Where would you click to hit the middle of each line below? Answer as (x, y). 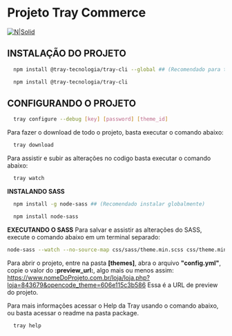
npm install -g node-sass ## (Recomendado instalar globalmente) (109, 204)
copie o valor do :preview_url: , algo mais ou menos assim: (90, 270)
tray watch (29, 178)
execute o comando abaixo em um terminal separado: (84, 237)
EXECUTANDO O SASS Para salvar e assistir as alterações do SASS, (105, 230)
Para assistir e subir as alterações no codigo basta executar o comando (109, 158)
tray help (27, 326)
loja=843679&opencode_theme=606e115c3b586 (77, 285)
